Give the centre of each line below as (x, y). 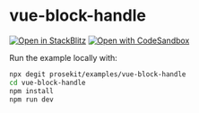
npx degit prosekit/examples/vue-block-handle (98, 74)
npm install (31, 91)
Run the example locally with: (64, 57)
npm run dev (31, 100)
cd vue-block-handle (48, 83)
